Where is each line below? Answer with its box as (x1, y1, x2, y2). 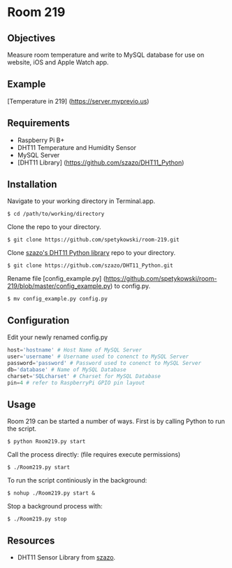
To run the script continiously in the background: (7, 476, 147, 485)
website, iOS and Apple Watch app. (7, 58, 109, 67)
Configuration (7, 314, 70, 326)
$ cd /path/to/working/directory (7, 211, 105, 218)
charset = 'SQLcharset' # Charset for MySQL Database (7, 373, 161, 380)
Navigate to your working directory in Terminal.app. (7, 197, 156, 205)
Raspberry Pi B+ (17, 136, 65, 144)
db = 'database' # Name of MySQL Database (7, 366, 127, 373)
